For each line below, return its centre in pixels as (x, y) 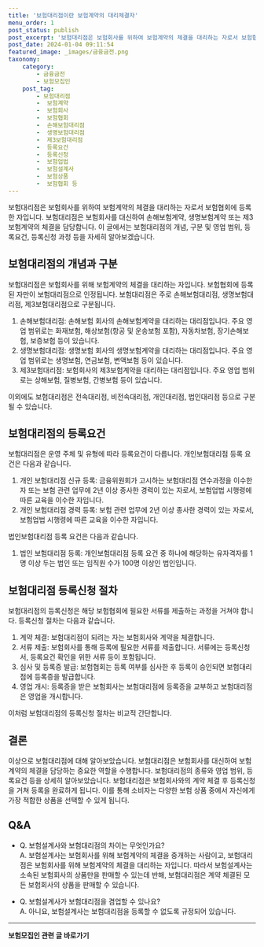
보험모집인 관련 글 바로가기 (49, 935)
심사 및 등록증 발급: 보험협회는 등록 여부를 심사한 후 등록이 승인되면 (122, 667)
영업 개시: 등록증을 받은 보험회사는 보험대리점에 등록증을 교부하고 (119, 686)
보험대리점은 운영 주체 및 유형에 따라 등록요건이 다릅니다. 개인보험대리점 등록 (126, 454)
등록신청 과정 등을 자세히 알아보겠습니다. (93, 236)
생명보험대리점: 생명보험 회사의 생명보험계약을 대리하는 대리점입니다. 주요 (132, 350)
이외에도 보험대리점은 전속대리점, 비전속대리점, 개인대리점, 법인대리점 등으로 (125, 396)
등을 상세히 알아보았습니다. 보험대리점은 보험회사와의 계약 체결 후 (128, 781)
